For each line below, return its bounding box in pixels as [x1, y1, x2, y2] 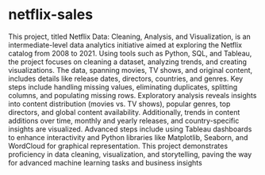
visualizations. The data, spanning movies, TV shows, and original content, [8, 65, 253, 74]
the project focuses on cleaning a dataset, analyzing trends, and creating [8, 57, 248, 67]
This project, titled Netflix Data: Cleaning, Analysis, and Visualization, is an [8, 32, 252, 41]
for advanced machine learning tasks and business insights [8, 158, 202, 167]
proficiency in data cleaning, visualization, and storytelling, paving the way [8, 149, 252, 159]
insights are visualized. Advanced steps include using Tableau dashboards [8, 124, 252, 134]
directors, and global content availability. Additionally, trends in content [8, 107, 240, 116]
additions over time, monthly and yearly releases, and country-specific [8, 116, 240, 125]
